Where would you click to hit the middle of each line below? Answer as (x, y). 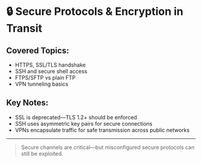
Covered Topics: (38, 51)
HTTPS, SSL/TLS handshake (50, 65)
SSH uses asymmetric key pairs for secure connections (84, 123)
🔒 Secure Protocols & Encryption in (95, 12)
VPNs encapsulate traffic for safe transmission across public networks (102, 130)
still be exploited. (42, 153)
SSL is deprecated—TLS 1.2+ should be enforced (76, 117)
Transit (24, 28)
